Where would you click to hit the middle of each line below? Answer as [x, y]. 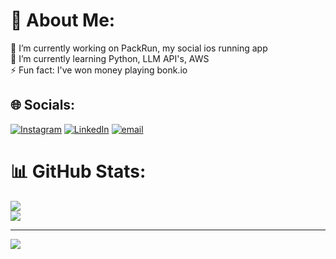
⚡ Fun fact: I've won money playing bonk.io [99, 70]
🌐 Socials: [43, 105]
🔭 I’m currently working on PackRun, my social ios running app [139, 48]
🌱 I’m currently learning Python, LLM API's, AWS [110, 58]
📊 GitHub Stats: [78, 171]
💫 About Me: [63, 20]
